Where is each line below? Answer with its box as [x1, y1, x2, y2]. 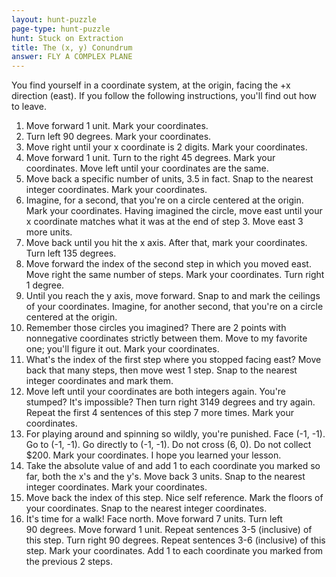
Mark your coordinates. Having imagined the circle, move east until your [25, 205, 323, 217]
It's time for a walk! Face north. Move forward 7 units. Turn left [25, 513, 283, 525]
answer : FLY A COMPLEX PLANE [11, 52, 133, 62]
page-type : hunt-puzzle [11, 24, 111, 34]
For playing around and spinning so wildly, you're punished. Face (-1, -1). [25, 428, 326, 440]
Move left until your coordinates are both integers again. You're [25, 386, 287, 398]
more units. [25, 226, 73, 238]
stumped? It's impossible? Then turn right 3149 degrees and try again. [25, 396, 316, 408]
